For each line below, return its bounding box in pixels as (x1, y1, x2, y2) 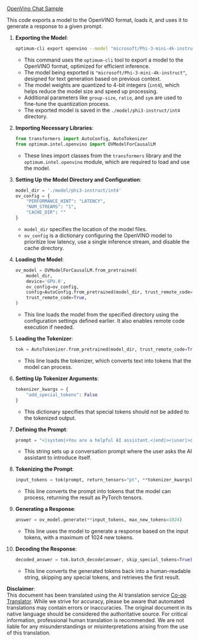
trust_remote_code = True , (26, 295, 87, 301)
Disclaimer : (6, 585, 35, 592)
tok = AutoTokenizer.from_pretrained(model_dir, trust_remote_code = (15, 347, 188, 352)
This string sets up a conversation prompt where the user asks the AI (24, 448, 193, 455)
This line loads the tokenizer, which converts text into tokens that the (24, 357, 191, 364)
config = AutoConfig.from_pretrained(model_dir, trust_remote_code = (26, 289, 193, 295)
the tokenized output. (24, 414, 76, 422)
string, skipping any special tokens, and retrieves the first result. (24, 574, 181, 581)
